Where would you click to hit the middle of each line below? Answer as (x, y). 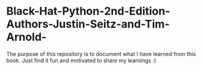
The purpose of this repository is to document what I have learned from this (101, 54)
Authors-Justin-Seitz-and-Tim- (88, 24)
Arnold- (26, 37)
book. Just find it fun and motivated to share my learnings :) (81, 60)
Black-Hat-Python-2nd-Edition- (88, 11)
